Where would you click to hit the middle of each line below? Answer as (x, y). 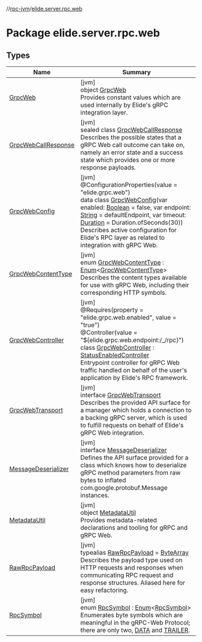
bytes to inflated (103, 480)
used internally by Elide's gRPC (124, 105)
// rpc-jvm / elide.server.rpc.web (44, 9)
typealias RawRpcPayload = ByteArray (135, 552)
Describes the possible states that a (131, 137)
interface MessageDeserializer (124, 450)
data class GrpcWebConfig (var (124, 200)
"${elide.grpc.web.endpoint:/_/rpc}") (132, 340)
